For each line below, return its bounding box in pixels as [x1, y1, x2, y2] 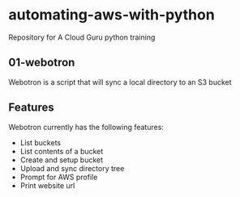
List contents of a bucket [19, 146, 104, 156]
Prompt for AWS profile [19, 172, 98, 182]
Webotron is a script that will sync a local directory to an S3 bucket [8, 77, 233, 86]
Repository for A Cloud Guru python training [8, 32, 156, 42]
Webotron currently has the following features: [8, 122, 165, 132]
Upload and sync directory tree [19, 163, 125, 173]
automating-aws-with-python [8, 6, 215, 24]
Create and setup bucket [19, 155, 104, 165]
